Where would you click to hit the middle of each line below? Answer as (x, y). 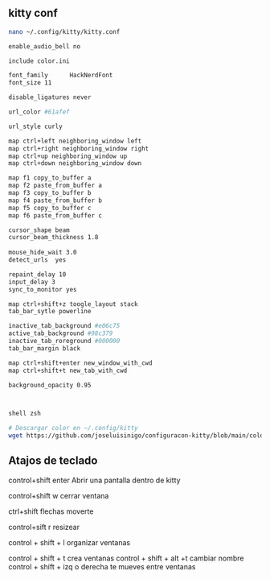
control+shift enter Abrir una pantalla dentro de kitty (94, 480)
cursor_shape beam (39, 230)
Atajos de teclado (53, 461)
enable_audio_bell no (45, 46)
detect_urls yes (37, 260)
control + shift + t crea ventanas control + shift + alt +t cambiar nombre (126, 558)
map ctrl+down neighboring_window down (75, 163)
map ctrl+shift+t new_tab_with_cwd (68, 370)
